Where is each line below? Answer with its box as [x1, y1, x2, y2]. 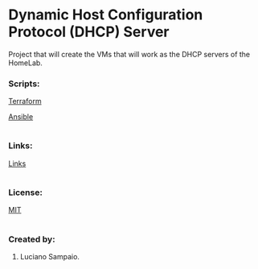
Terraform [8, 97, 42, 106]
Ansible [8, 112, 34, 122]
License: [8, 187, 43, 198]
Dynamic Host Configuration [8, 6, 203, 24]
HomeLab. [8, 58, 43, 68]
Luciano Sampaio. [19, 251, 80, 261]
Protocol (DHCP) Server [8, 23, 170, 41]
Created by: [8, 234, 55, 245]
